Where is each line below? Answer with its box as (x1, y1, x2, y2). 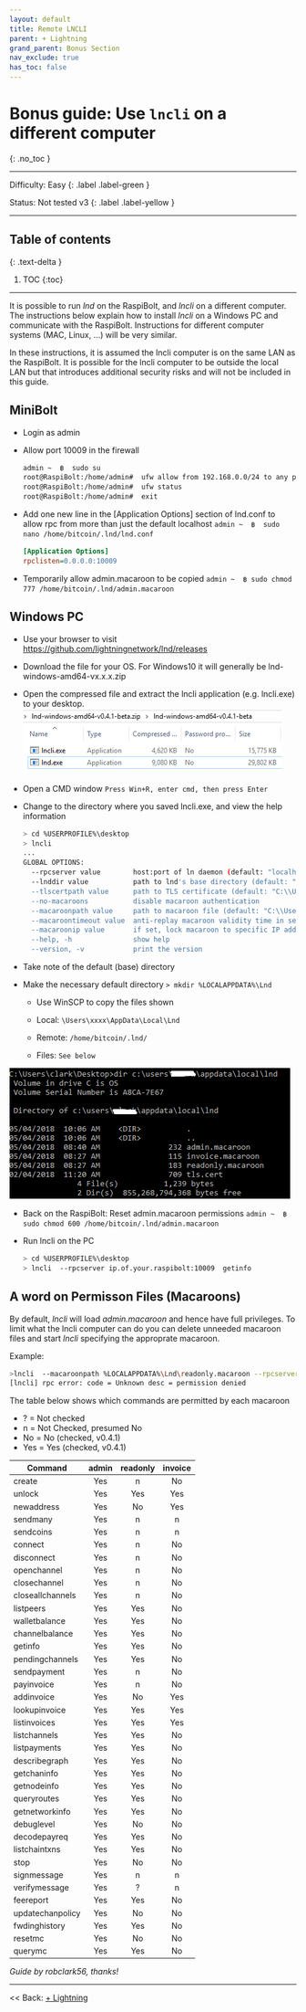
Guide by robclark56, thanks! (9, 1965, 119, 1976)
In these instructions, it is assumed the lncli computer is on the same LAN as (9, 347, 296, 358)
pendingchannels (13, 1653, 79, 1664)
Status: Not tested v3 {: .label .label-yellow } (9, 196, 175, 207)
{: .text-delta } (9, 256, 62, 267)
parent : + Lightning (9, 34, 88, 43)
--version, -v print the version (31, 945, 203, 954)
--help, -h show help (31, 935, 170, 944)
